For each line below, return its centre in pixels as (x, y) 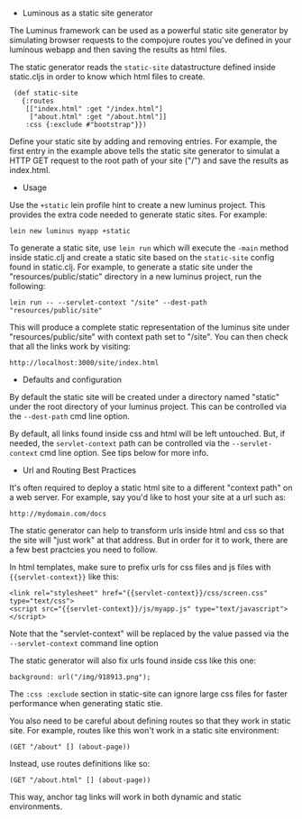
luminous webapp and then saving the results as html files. (118, 50)
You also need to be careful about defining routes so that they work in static (150, 721)
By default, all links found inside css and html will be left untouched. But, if (147, 433)
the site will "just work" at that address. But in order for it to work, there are (149, 540)
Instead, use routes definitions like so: (80, 764)
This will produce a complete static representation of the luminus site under (150, 327)
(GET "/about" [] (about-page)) (70, 747)
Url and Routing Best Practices (79, 470)
